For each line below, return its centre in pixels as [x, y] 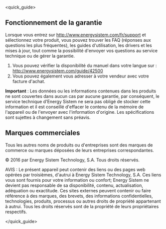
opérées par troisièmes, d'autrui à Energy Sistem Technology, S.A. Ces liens [83, 175]
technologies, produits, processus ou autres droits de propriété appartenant [83, 201]
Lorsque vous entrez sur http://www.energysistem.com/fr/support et [76, 35]
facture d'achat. [29, 81]
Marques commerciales [43, 133]
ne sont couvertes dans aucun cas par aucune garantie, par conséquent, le [82, 96]
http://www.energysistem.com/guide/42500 [58, 71]
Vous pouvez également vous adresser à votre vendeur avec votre [81, 76]
